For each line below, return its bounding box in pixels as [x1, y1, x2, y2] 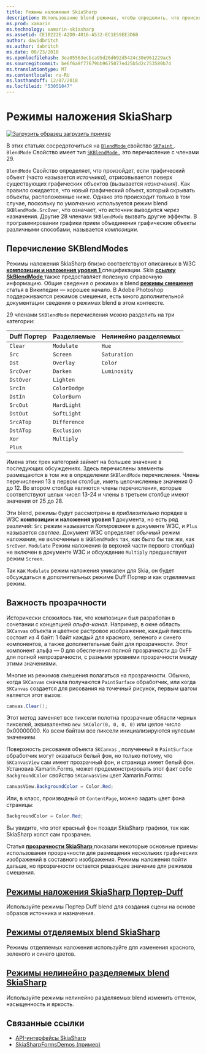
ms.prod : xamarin [6, 20, 51, 26]
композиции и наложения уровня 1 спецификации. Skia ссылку [6, 266, 176, 273]
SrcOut [9, 401, 29, 409]
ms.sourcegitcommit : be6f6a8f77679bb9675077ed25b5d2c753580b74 [6, 60, 172, 66]
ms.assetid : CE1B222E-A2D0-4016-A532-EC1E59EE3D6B [6, 32, 139, 38]
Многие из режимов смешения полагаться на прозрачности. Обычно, [6, 671, 191, 679]
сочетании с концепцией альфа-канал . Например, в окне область [6, 620, 181, 627]
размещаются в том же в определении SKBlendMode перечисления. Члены [6, 471, 200, 478]
